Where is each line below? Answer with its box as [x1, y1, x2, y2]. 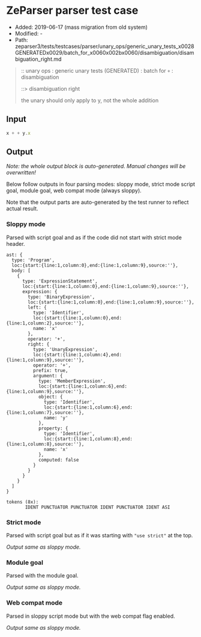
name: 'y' [44, 415, 68, 421]
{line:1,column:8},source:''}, [6, 441, 85, 447]
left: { [28, 304, 47, 310]
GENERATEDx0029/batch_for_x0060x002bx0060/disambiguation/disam [14, 49, 194, 56]
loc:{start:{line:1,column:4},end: [32, 352, 122, 358]
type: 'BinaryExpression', [28, 294, 95, 300]
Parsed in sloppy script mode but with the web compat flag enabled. [6, 612, 175, 620]
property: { [38, 425, 68, 431]
